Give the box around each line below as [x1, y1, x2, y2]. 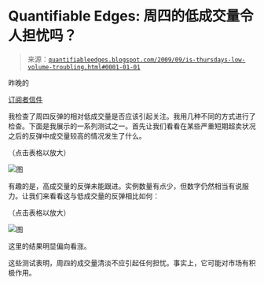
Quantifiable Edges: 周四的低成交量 [8, 7, 240, 25]
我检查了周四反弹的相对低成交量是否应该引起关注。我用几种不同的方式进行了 [8, 111, 256, 120]
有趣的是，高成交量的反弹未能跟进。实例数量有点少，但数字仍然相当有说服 [8, 181, 249, 191]
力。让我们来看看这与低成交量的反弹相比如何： [8, 191, 159, 201]
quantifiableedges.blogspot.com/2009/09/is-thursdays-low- [48, 56, 246, 64]
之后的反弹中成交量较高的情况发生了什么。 [8, 131, 146, 140]
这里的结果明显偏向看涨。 [8, 241, 91, 250]
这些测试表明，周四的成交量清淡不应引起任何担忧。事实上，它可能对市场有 [8, 257, 249, 268]
